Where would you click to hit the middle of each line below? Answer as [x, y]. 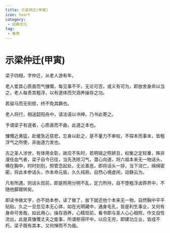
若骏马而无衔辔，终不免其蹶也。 [38, 103]
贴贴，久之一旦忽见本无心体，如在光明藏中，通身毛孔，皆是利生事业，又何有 [85, 206]
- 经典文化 [17, 24]
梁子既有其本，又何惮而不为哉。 [47, 225]
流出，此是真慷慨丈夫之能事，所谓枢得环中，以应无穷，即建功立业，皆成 [80, 219]
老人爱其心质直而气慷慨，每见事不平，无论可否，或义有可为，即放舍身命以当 [85, 86]
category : [16, 19]
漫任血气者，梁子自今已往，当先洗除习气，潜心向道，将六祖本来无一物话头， [85, 159]
